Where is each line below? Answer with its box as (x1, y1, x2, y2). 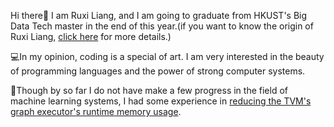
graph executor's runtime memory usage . (10, 106, 182, 117)
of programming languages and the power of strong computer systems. (10, 65, 306, 77)
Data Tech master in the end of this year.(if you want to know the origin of (10, 20, 314, 32)
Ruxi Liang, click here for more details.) (10, 31, 172, 42)
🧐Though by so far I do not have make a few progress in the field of (10, 85, 288, 96)
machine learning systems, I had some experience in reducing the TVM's (10, 95, 312, 107)
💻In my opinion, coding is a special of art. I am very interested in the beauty (10, 51, 325, 62)
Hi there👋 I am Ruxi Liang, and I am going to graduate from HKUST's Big (10, 10, 308, 21)
